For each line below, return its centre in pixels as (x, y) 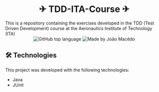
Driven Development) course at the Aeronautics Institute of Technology (79, 28)
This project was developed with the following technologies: (67, 70)
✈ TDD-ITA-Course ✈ (84, 9)
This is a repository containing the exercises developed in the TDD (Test (80, 23)
